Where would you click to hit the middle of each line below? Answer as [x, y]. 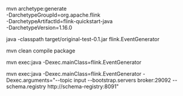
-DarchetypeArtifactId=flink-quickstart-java [60, 21]
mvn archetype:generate [36, 9]
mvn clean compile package [41, 51]
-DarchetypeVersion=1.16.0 [39, 27]
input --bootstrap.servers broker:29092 [122, 80]
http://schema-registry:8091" [83, 86]
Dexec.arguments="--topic [39, 80]
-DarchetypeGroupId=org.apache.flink [53, 15]
